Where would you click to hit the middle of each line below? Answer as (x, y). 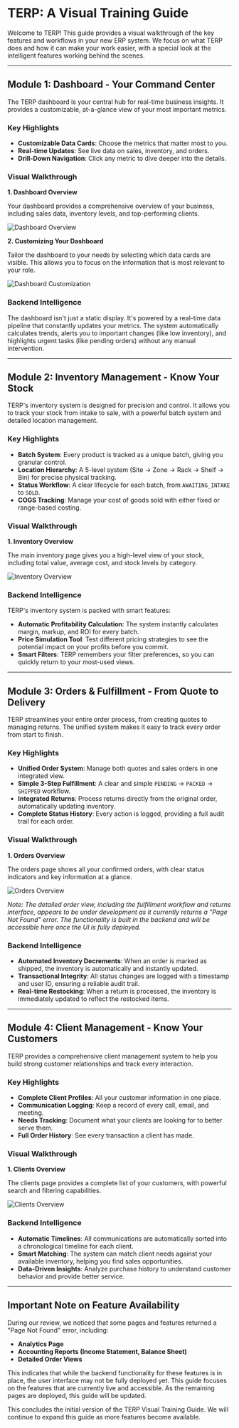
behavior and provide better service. (71, 1276)
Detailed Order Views (50, 1359)
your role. (21, 270)
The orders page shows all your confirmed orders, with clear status (106, 869)
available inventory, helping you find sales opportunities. (100, 1261)
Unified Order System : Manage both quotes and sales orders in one (118, 768)
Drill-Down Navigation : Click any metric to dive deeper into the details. (122, 159)
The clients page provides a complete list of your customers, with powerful (117, 1183)
